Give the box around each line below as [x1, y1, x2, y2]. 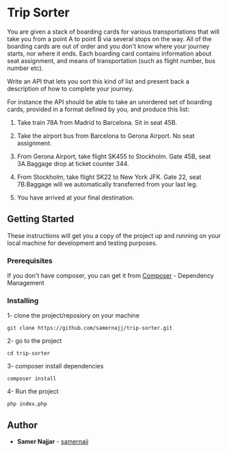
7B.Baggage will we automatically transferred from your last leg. [16, 180, 198, 188]
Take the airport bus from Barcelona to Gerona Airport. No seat [16, 132, 195, 140]
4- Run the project [7, 388, 59, 396]
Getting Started [7, 213, 75, 225]
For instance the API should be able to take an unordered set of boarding [7, 97, 212, 106]
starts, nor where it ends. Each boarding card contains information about [7, 49, 212, 58]
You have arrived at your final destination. [16, 193, 135, 202]
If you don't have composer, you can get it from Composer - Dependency [7, 272, 214, 280]
